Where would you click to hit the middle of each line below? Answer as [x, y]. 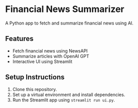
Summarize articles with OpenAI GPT [51, 56]
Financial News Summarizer [65, 9]
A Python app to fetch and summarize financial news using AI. [70, 23]
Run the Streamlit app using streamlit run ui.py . [64, 100]
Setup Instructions [35, 77]
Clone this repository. [35, 89]
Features [19, 39]
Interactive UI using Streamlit [42, 61]
